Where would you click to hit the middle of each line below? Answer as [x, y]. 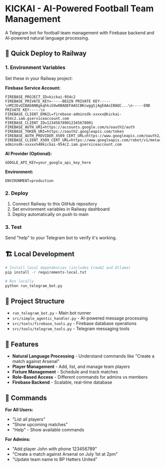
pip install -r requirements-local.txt [46, 272]
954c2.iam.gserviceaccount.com [37, 118]
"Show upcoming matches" [40, 424]
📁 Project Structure [35, 301]
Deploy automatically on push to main [50, 214]
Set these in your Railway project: [39, 78]
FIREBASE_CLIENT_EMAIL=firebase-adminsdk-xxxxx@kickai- [63, 114]
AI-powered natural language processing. [47, 38]
